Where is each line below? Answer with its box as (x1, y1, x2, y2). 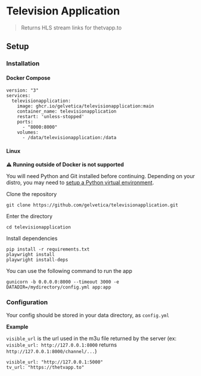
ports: (17, 119, 34, 125)
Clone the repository (6, 190, 57, 197)
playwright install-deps (6, 257, 68, 263)
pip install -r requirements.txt (6, 246, 90, 252)
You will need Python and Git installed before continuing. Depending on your (6, 172, 195, 179)
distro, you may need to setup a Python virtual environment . (6, 179, 154, 186)
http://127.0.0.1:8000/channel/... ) (6, 347, 97, 354)
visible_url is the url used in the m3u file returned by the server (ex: (6, 335, 177, 342)
